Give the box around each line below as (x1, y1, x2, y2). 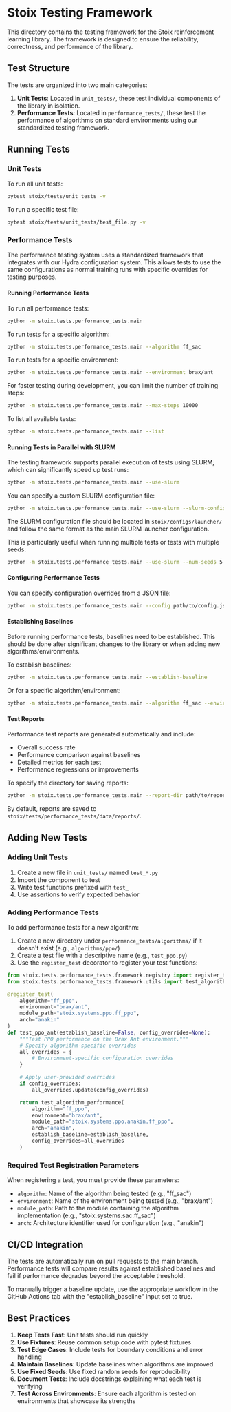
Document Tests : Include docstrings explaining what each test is (16, 1375, 202, 1383)
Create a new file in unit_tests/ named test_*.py (16, 868, 159, 876)
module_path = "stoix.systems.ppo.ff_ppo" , (19, 1010, 140, 1017)
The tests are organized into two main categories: (7, 81, 148, 89)
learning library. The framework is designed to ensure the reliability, (7, 35, 199, 43)
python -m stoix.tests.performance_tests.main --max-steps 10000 (7, 402, 198, 409)
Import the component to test (16, 875, 100, 884)
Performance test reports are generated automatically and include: (7, 730, 196, 738)
